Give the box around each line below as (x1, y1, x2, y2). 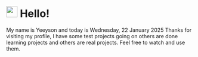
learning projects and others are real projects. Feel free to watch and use (6, 39, 185, 46)
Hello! (20, 7, 50, 21)
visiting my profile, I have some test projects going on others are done (6, 32, 178, 39)
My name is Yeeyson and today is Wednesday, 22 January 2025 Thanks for (6, 26, 192, 33)
